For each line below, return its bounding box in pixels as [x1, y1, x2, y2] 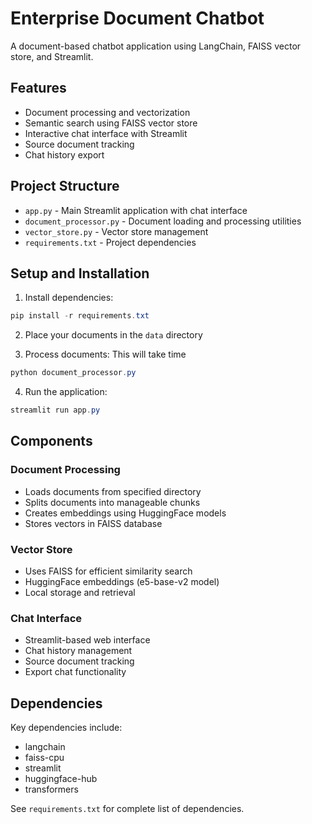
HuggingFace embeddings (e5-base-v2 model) [24, 575, 220, 587]
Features [10, 80, 67, 97]
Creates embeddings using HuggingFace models [24, 507, 227, 519]
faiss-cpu [24, 752, 65, 764]
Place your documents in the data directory [24, 329, 203, 341]
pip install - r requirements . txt [10, 311, 150, 321]
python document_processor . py [10, 368, 137, 378]
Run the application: [24, 386, 108, 398]
